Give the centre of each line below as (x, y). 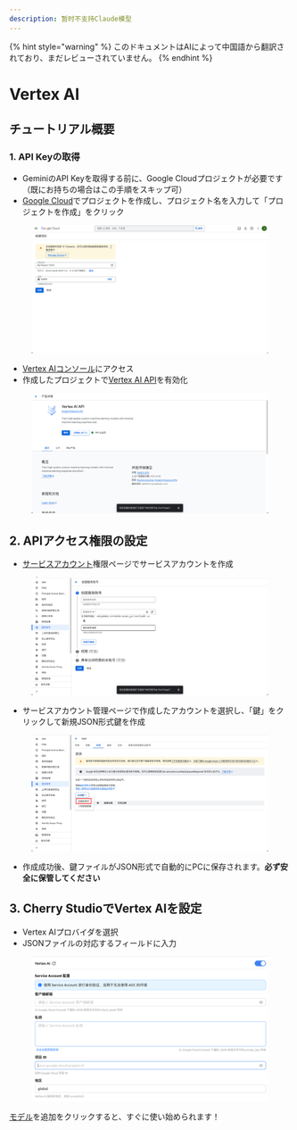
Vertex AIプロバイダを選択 (70, 932)
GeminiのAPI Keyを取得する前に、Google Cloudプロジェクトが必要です (153, 178)
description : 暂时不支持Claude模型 (70, 19)
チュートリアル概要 (62, 129)
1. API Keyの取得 (45, 157)
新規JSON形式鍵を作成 (103, 721)
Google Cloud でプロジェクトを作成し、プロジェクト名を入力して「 (145, 200)
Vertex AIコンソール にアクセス (78, 368)
